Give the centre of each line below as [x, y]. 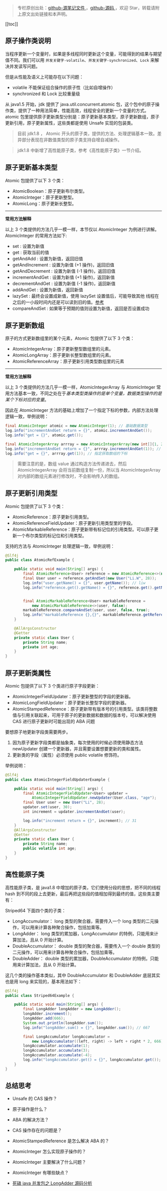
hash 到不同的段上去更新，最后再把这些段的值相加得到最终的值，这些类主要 [83, 894]
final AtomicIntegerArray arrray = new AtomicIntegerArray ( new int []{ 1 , [82, 444]
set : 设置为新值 [28, 246]
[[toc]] [12, 24]
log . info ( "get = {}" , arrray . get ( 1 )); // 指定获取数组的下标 [66, 453]
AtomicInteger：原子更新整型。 [44, 197]
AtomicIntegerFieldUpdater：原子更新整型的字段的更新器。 [73, 696]
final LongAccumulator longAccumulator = [67, 1037]
